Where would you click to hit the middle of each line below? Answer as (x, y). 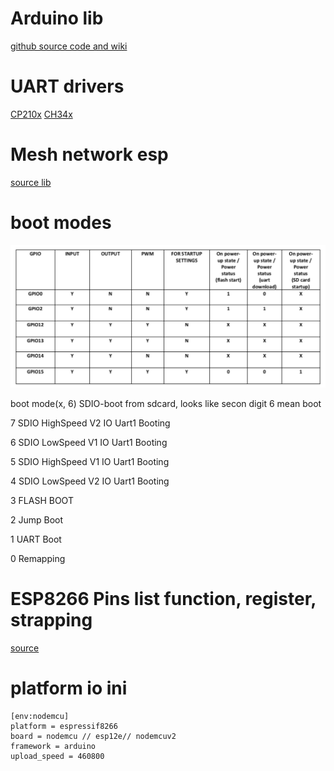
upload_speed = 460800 (57, 756)
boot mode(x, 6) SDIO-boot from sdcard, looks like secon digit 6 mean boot (166, 403)
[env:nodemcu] (40, 716)
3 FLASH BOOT (42, 500)
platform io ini (69, 688)
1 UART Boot (36, 539)
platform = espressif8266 (64, 726)
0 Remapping (38, 558)
